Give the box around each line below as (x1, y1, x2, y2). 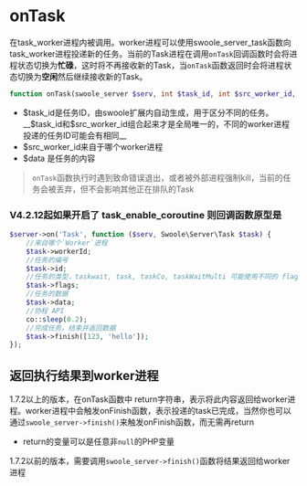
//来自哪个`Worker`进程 (26, 238, 108, 248)
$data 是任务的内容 (22, 153, 96, 164)
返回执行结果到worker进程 (9, 367, 160, 384)
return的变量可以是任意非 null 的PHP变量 (22, 436, 175, 448)
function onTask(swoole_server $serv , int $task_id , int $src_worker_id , (9, 89, 297, 99)
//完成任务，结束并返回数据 (26, 323, 116, 333)
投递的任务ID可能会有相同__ (22, 130, 127, 141)
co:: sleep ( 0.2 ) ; (26, 314, 89, 324)
